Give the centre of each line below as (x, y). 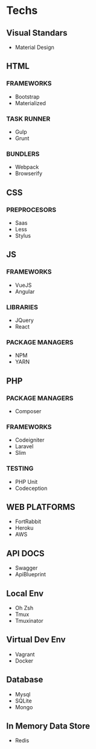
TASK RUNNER (28, 118)
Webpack (27, 167)
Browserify (28, 173)
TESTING (20, 469)
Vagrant (25, 654)
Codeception (31, 488)
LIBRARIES (22, 307)
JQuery (24, 320)
